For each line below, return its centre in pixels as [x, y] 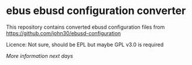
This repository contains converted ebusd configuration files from [85, 27]
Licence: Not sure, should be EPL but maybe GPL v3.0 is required [85, 45]
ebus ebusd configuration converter [96, 11]
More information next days [40, 56]
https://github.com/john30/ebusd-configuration [64, 33]
